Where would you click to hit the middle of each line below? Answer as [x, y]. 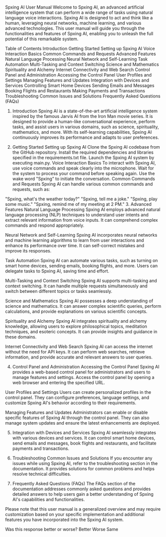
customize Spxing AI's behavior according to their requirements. [71, 403]
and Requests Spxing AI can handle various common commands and [83, 184]
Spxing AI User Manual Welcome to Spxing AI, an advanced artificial [75, 7]
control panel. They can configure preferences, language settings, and [77, 398]
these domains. [21, 337]
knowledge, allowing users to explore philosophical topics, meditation [76, 326]
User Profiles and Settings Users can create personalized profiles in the [78, 392]
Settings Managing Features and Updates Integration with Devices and [77, 80]
